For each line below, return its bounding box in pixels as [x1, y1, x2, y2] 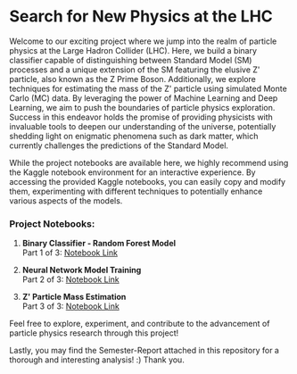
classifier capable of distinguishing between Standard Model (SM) [9, 54, 252, 65]
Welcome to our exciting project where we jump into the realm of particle [9, 36, 277, 46]
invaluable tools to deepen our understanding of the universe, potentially [9, 121, 276, 131]
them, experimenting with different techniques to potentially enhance [9, 186, 263, 196]
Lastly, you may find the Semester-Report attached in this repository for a [9, 345, 279, 356]
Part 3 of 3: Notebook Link [21, 301, 120, 312]
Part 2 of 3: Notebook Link [21, 274, 120, 285]
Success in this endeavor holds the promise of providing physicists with [9, 112, 274, 122]
